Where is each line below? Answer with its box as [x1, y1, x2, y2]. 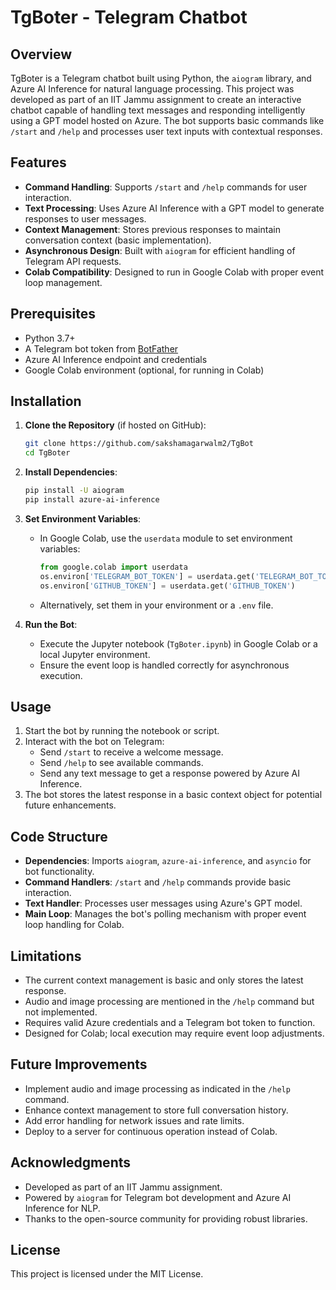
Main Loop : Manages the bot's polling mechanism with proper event [24, 908, 307, 920]
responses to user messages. [24, 212, 147, 225]
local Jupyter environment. [39, 648, 151, 660]
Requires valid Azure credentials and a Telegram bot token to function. [24, 1017, 316, 1028]
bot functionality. [24, 866, 95, 878]
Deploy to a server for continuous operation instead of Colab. [24, 1125, 278, 1137]
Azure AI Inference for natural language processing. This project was [10, 83, 295, 95]
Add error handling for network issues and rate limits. [24, 1114, 245, 1126]
